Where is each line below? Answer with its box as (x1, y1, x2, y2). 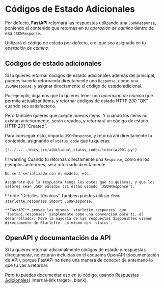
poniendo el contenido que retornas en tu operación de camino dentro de (5, 25, 154, 31)
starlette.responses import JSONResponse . (5, 198, 92, 204)
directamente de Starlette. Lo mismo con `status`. (5, 220, 113, 225)
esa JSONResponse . (5, 30, 42, 36)
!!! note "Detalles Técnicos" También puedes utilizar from (5, 192, 120, 198)
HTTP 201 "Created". (5, 123, 48, 129)
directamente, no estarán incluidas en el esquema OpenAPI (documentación (5, 252, 160, 258)
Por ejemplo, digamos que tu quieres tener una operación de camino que (5, 92, 153, 98)
